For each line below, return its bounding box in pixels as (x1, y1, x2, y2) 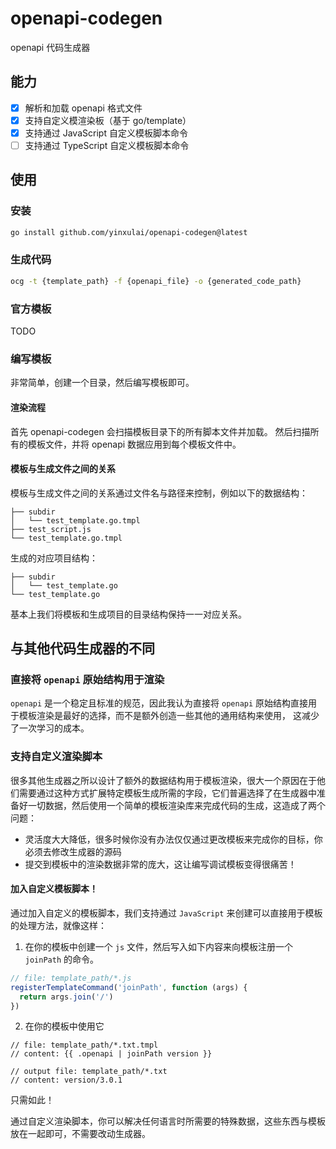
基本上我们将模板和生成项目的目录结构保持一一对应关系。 (10, 608, 247, 620)
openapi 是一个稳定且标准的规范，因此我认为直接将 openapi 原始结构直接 (10, 697, 309, 709)
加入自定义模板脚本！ (10, 883, 98, 895)
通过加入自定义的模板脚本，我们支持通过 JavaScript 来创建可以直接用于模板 (10, 907, 323, 919)
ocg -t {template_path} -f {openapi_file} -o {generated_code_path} (10, 276, 302, 286)
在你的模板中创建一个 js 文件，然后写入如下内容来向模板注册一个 (24, 940, 293, 952)
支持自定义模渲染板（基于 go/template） (24, 114, 192, 126)
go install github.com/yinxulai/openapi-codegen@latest (10, 227, 248, 237)
